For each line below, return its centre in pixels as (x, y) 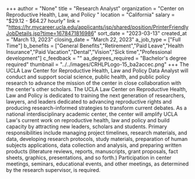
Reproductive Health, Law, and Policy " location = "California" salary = (90, 15)
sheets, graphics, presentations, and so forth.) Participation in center (89, 158)
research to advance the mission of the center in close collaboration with (94, 83)
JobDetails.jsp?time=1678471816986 (50, 33)
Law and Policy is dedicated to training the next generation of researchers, (96, 95)
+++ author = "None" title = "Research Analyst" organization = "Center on (95, 8)
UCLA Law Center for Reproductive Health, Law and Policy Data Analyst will (97, 70)
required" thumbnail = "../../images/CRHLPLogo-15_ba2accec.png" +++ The (97, 64)
